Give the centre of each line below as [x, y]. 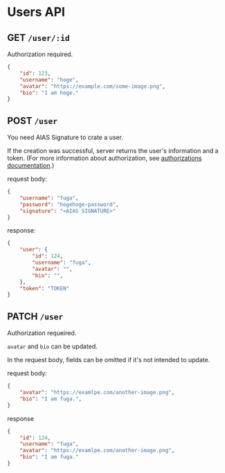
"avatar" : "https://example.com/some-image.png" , [93, 86]
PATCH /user [35, 316]
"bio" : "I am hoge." [49, 93]
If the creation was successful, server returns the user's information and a [113, 151]
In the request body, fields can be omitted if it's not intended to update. [109, 360]
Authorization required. [40, 54]
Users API [36, 12]
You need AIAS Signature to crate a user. [65, 137]
